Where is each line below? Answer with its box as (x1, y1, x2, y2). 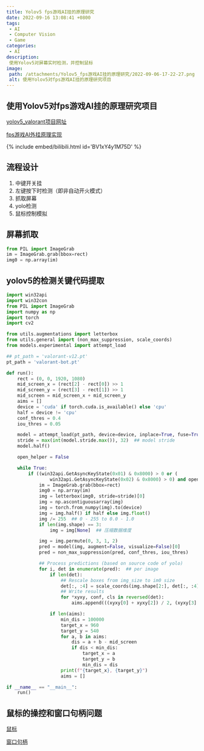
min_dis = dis (82, 662, 118, 668)
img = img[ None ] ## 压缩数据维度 (49, 527, 132, 533)
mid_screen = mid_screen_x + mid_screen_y (17, 393, 126, 399)
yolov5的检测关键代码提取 (6, 275, 104, 286)
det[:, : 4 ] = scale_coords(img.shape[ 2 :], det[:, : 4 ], (60, 583, 202, 589)
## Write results (60, 589, 104, 595)
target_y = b (82, 656, 115, 662)
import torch (6, 314, 39, 321)
